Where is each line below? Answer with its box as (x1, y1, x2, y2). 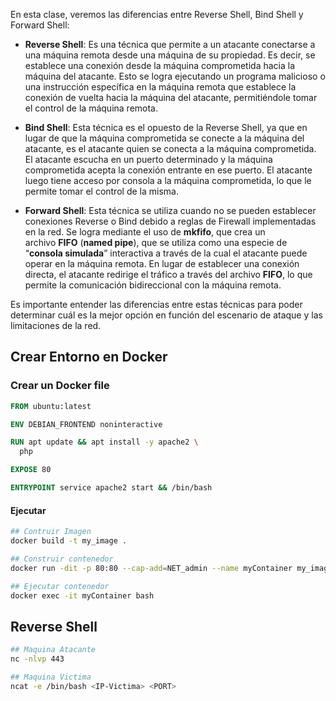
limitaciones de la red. (10, 320, 102, 331)
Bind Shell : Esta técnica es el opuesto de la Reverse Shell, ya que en (24, 122, 308, 133)
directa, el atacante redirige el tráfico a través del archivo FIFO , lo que (24, 269, 313, 280)
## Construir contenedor (10, 554, 114, 564)
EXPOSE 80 (10, 465, 52, 475)
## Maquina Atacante (10, 645, 97, 655)
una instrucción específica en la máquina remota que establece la (24, 81, 297, 93)
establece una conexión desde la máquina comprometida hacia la (24, 60, 296, 71)
